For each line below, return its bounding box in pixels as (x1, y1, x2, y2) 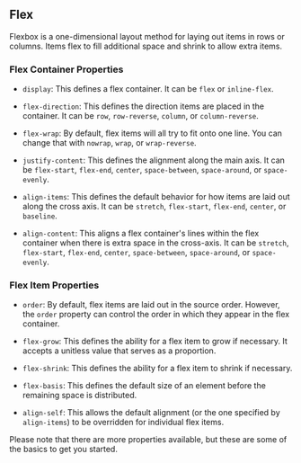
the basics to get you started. (9, 444, 119, 455)
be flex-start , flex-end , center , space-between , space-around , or (22, 165, 262, 175)
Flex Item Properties (9, 279, 100, 291)
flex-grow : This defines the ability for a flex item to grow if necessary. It (22, 336, 288, 347)
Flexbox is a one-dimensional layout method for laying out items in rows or (9, 31, 285, 41)
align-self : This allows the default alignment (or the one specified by (22, 407, 280, 418)
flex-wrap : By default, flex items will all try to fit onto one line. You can (22, 128, 283, 138)
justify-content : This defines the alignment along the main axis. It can (22, 155, 286, 165)
